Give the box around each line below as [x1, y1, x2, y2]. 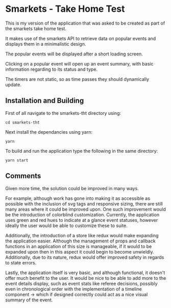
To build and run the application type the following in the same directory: [5, 148, 158, 154]
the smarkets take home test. [5, 25, 66, 31]
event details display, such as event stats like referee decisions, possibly [5, 280, 158, 286]
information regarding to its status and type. [5, 66, 98, 72]
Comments [5, 172, 41, 180]
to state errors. [5, 259, 37, 265]
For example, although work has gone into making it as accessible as [5, 195, 151, 201]
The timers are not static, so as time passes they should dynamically [5, 76, 150, 82]
